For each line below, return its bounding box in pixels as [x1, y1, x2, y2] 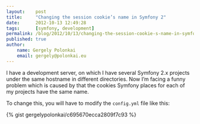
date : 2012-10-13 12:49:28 [6, 20, 86, 26]
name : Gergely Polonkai [17, 47, 76, 53]
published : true [6, 36, 46, 42]
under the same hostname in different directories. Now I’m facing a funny [6, 75, 186, 82]
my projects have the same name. [6, 88, 89, 95]
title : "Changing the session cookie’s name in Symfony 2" [6, 14, 167, 20]
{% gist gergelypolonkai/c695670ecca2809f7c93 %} [6, 111, 137, 118]
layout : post [6, 8, 46, 15]
